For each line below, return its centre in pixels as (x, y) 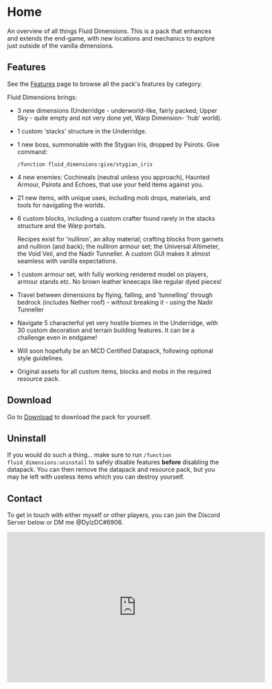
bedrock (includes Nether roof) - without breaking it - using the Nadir (115, 302)
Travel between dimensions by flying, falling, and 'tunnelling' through (115, 295)
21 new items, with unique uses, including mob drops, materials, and (114, 197)
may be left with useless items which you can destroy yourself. (96, 477)
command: (32, 151)
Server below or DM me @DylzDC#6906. (65, 523)
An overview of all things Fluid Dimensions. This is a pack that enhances (109, 31)
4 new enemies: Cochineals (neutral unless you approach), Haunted (113, 177)
